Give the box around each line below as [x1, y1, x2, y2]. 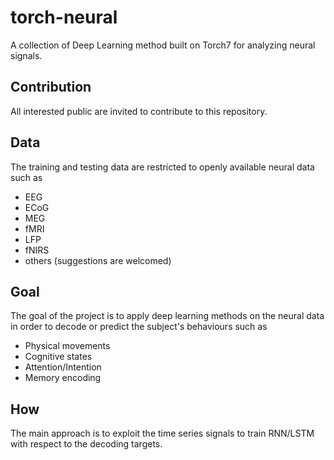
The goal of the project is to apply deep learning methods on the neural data [10, 310, 325, 322]
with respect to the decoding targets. [10, 438, 163, 450]
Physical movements [24, 340, 111, 352]
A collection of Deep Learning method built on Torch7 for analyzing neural [10, 39, 316, 51]
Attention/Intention [24, 361, 102, 373]
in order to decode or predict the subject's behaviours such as [10, 321, 268, 333]
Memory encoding [24, 372, 102, 384]
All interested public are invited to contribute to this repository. [10, 105, 268, 117]
